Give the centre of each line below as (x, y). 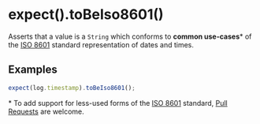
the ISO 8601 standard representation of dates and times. (101, 44)
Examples (33, 70)
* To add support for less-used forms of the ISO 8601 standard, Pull (118, 103)
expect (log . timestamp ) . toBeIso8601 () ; (72, 88)
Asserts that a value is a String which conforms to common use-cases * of (130, 36)
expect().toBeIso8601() (86, 15)
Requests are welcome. (46, 111)
